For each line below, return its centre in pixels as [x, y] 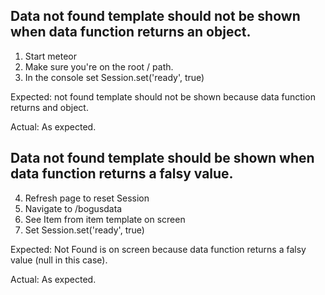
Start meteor [50, 56]
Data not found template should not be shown [155, 16]
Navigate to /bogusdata [73, 208]
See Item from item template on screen [105, 219]
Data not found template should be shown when [162, 158]
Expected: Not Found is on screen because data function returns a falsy [158, 249]
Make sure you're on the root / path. [99, 66]
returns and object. [49, 107]
